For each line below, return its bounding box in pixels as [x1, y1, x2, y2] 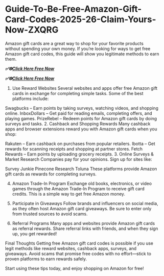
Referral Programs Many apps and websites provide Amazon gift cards [12, 220, 155, 226]
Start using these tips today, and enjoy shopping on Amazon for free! [5, 265, 144, 271]
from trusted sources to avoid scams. [12, 211, 88, 217]
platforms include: [12, 96, 49, 101]
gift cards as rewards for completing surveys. [5, 171, 97, 177]
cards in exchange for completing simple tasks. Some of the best [12, 90, 143, 96]
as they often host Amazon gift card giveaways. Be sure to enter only [12, 205, 152, 211]
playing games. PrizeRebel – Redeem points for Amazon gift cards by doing [5, 115, 157, 121]
